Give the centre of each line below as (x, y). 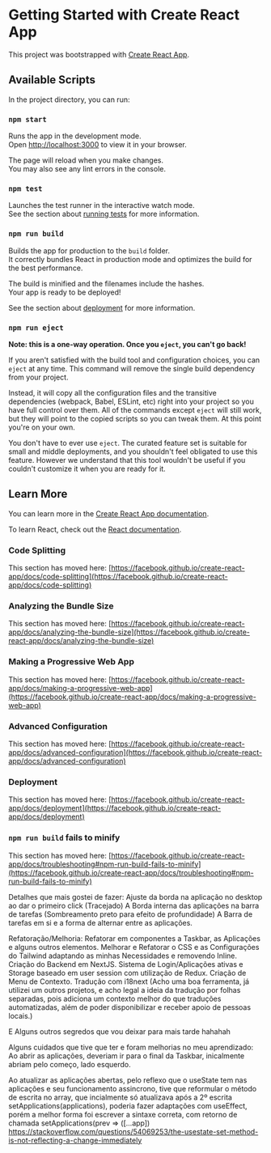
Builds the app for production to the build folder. (89, 250)
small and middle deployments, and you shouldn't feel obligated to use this (133, 451)
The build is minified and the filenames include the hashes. (106, 283)
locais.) (21, 1015)
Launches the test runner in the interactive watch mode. (102, 206)
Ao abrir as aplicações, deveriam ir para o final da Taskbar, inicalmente (127, 1056)
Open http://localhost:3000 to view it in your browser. (98, 145)
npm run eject (36, 328)
